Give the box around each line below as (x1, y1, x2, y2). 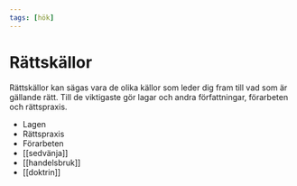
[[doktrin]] (22, 166, 61, 177)
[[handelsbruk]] (22, 157, 81, 168)
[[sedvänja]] (22, 147, 69, 158)
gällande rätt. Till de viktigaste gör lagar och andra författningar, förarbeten (9, 91, 289, 102)
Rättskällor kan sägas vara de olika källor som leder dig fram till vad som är (9, 82, 288, 93)
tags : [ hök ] (9, 13, 54, 23)
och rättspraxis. (9, 101, 68, 112)
